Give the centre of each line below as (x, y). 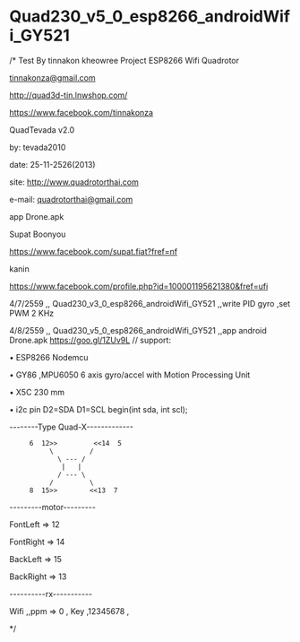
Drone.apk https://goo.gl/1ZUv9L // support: (90, 340)
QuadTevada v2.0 (42, 130)
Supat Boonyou (38, 234)
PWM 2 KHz (32, 313)
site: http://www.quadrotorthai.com (74, 182)
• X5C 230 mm (37, 392)
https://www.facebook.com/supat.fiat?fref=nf (93, 251)
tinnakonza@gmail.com (52, 77)
